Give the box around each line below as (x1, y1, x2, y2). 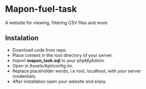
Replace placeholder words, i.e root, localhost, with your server (12, 68, 142, 74)
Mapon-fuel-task (5, 3, 77, 15)
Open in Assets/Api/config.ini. (12, 62, 73, 68)
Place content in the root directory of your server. (12, 52, 113, 58)
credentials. (12, 73, 36, 79)
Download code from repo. (12, 47, 68, 53)
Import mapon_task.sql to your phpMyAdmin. (12, 58, 106, 63)
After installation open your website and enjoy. (12, 78, 107, 84)
